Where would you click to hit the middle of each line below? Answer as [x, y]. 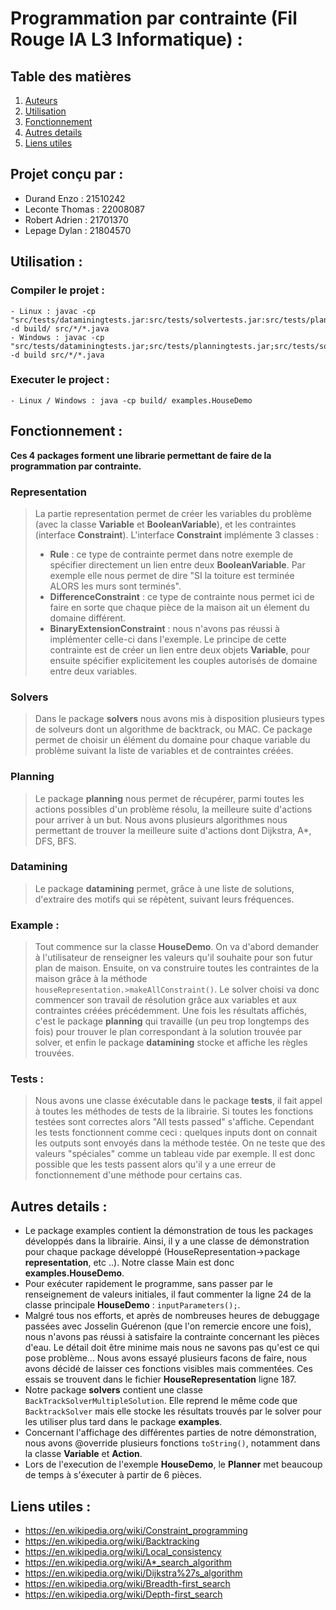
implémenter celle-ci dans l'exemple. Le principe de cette [168, 639]
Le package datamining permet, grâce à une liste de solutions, [164, 888]
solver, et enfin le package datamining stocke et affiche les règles [171, 1043]
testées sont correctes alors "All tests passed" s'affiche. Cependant [174, 1122]
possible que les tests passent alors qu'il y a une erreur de [155, 1164]
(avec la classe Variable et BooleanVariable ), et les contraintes [165, 524]
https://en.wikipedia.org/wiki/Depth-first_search [123, 1594]
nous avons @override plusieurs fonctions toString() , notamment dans [172, 1443]
